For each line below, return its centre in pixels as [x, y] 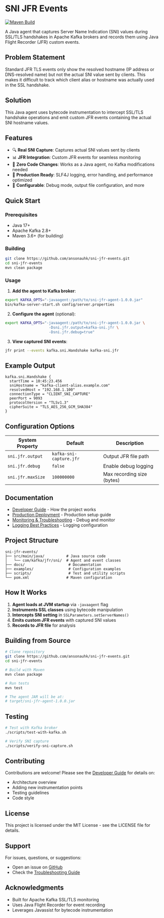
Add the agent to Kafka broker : [44, 291]
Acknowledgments [35, 888]
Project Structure [32, 541]
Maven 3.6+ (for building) [38, 236]
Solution [18, 100]
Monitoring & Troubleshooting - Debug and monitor [64, 520]
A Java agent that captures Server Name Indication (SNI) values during [76, 31]
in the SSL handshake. [28, 85]
